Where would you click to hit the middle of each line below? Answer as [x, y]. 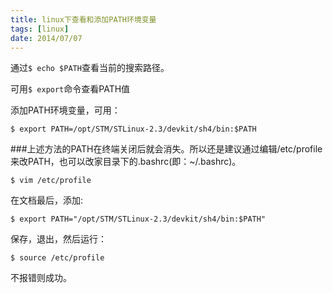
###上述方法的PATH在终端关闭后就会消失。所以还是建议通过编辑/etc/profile [166, 149]
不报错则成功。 [41, 278]
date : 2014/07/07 [46, 38]
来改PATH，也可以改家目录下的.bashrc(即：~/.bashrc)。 [126, 162]
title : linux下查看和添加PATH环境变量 [83, 19]
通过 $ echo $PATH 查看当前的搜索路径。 [90, 68]
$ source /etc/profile [57, 258]
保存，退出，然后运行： [58, 239]
